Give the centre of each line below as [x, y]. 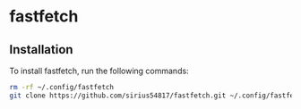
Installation [41, 50]
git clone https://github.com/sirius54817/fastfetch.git [118, 96]
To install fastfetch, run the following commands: [99, 71]
